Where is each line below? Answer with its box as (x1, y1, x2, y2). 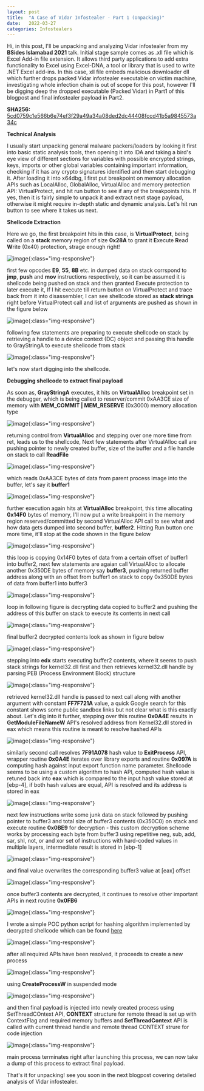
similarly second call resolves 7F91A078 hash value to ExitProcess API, (7, 749, 187, 756)
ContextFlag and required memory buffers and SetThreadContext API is (7, 1017, 188, 1024)
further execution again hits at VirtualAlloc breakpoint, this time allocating (7, 505, 193, 512)
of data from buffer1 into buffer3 (7, 580, 87, 587)
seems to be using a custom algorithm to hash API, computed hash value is (7, 769, 195, 776)
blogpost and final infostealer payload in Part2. (7, 94, 124, 101)
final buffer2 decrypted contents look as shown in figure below (7, 633, 165, 641)
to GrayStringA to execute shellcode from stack (7, 342, 126, 349)
